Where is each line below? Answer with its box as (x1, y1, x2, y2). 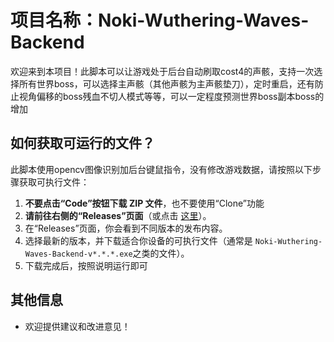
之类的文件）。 (132, 247, 190, 259)
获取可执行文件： (18, 176, 90, 188)
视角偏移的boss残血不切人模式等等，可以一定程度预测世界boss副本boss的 (18, 90, 325, 102)
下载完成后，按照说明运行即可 (24, 259, 148, 271)
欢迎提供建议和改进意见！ (24, 320, 131, 332)
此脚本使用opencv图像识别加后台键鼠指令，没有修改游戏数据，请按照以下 (10, 163, 313, 175)
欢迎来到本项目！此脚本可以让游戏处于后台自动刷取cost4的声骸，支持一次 (10, 65, 315, 77)
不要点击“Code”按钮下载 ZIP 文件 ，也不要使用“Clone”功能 (24, 197, 265, 209)
